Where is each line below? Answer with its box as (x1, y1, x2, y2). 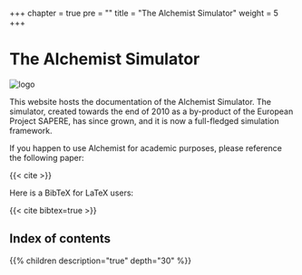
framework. (9, 125, 53, 136)
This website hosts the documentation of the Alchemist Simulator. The (9, 96, 272, 107)
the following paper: (9, 152, 84, 163)
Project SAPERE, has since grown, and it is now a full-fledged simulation (9, 115, 279, 126)
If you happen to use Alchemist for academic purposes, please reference (9, 142, 283, 153)
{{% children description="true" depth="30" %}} (9, 255, 192, 266)
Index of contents (9, 231, 112, 247)
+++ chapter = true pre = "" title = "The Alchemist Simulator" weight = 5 (9, 8, 279, 18)
